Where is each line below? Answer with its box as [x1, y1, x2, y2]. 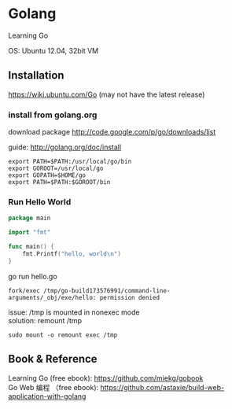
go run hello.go [8, 271, 57, 281]
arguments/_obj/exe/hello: [8, 293, 97, 301]
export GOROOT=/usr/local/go [8, 164, 104, 173]
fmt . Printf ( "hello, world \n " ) [22, 249, 122, 258]
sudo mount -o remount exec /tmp [8, 331, 118, 339]
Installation [8, 68, 64, 83]
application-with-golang [8, 391, 87, 401]
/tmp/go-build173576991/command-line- [42, 286, 171, 295]
